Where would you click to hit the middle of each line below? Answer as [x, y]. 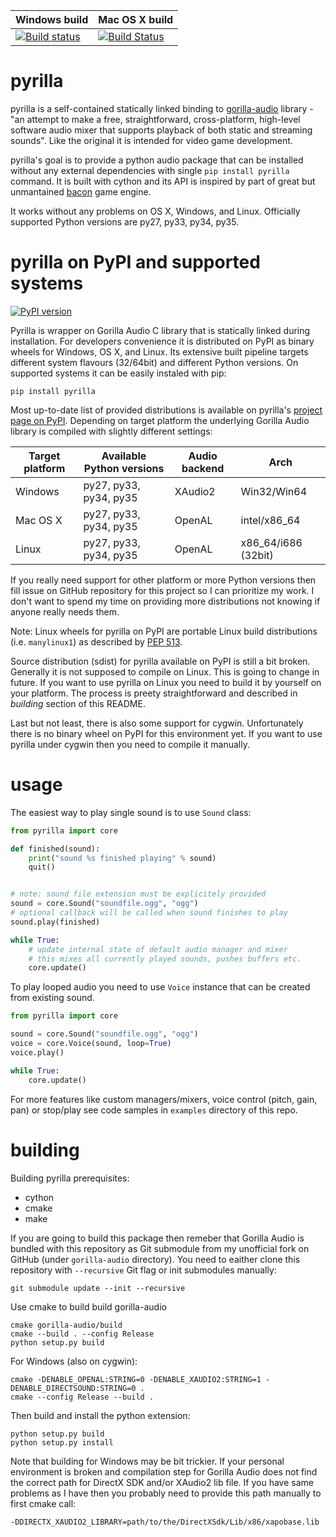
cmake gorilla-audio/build [66, 1325]
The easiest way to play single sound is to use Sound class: [131, 812]
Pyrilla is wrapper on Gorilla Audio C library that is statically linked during [160, 330]
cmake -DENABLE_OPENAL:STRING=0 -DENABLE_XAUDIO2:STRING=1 [136, 1379]
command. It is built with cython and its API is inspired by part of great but [163, 181]
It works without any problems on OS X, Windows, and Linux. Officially [155, 211]
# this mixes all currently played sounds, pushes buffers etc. [165, 959]
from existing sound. [52, 998]
